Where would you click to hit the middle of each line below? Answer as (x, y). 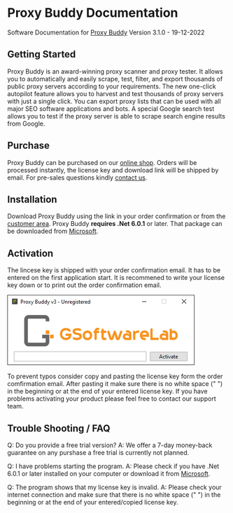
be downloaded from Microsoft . (53, 231)
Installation (32, 199)
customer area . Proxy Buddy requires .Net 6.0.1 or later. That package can (115, 224)
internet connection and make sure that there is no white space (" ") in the (114, 495)
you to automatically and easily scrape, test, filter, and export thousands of (115, 79)
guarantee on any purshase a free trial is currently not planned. (98, 453)
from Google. (26, 124)
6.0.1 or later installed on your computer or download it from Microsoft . (109, 474)
